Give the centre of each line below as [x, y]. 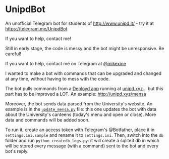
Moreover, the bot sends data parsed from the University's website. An [79, 104]
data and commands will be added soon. [47, 120]
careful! [13, 54]
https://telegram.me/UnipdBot [36, 28]
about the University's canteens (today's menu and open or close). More [81, 114]
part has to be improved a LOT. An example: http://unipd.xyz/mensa [76, 94]
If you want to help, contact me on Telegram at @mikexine [66, 63]
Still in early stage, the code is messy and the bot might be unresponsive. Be [85, 48]
